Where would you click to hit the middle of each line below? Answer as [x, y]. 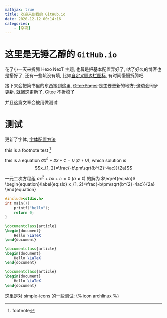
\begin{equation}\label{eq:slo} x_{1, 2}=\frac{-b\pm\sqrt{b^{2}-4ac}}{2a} [80, 184]
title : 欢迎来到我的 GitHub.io [35, 14]
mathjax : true [20, 10]
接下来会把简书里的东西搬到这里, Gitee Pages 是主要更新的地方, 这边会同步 [82, 86]
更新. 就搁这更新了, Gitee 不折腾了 [40, 92]
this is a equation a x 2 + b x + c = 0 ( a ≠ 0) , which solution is [66, 160]
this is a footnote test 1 [28, 150]
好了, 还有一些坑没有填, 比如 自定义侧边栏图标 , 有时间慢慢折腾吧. [79, 76]
